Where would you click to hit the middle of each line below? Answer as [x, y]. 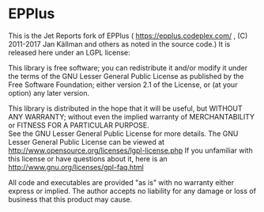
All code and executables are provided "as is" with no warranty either [121, 182]
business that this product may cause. [70, 199]
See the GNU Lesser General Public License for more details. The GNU [123, 133]
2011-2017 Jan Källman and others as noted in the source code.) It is [119, 44]
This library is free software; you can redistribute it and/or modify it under [128, 67]
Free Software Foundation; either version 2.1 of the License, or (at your [123, 85]
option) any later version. [49, 93]
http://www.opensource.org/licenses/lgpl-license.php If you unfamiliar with [130, 150]
